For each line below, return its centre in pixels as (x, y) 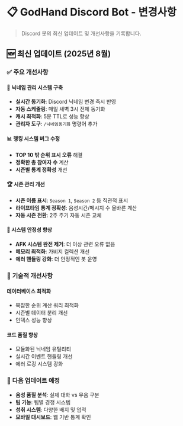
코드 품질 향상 (22, 335)
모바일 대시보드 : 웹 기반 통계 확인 (53, 417)
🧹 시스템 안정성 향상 (30, 230)
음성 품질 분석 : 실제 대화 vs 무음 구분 (57, 395)
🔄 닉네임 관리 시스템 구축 (35, 87)
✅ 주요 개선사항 (28, 72)
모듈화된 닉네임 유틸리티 (43, 349)
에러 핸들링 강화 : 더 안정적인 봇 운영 (56, 259)
